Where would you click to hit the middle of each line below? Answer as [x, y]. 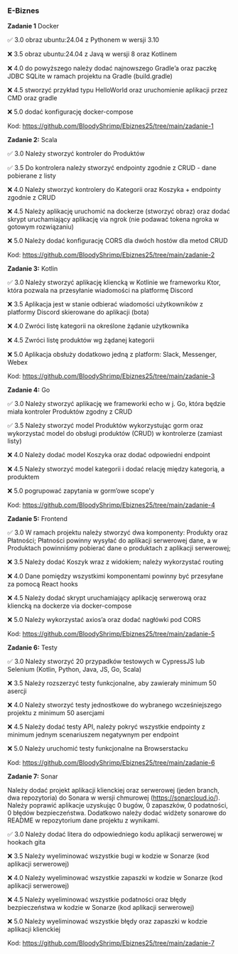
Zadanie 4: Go [29, 390]
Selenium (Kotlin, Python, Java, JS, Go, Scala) [75, 670]
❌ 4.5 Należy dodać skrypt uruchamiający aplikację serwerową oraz [107, 598]
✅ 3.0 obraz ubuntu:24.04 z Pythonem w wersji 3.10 [83, 40]
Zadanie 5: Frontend [37, 519]
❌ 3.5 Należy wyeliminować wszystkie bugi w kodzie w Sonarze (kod [108, 856]
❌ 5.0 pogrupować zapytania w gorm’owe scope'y [81, 491]
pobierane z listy [32, 176]
